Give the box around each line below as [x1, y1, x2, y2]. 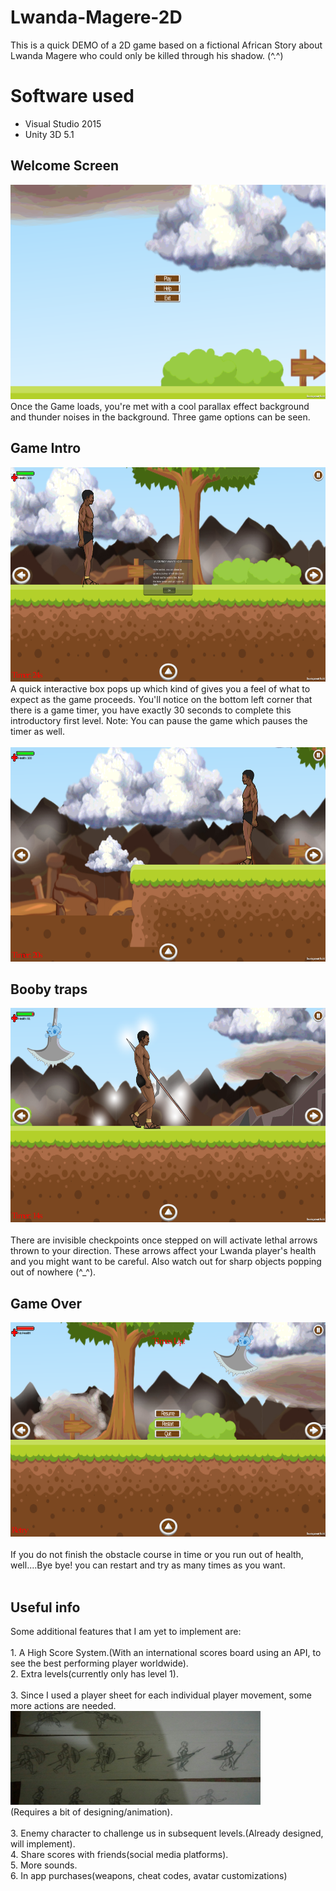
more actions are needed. [10, 1699, 117, 1711]
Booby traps [10, 981, 88, 998]
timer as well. [10, 725, 65, 737]
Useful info [10, 1599, 81, 1616]
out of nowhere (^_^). [10, 1266, 97, 1278]
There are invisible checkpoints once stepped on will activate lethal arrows [10, 1234, 318, 1246]
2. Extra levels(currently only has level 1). [10, 1667, 179, 1680]
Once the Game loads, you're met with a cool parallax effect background [10, 400, 310, 412]
